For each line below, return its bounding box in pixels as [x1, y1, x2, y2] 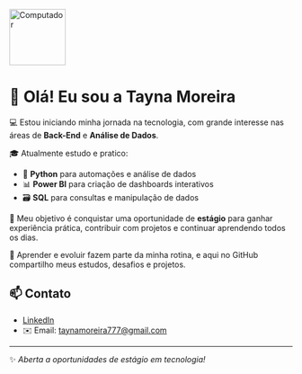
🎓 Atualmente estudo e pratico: [9, 147, 129, 158]
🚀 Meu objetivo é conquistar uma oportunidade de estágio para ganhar [9, 212, 273, 224]
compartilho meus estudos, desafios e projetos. [9, 259, 186, 270]
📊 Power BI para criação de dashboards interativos [22, 178, 214, 189]
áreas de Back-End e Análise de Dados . [9, 129, 159, 140]
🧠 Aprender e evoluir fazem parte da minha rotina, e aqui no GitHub [9, 249, 259, 260]
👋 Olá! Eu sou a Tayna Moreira [9, 86, 236, 107]
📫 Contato [9, 286, 72, 301]
